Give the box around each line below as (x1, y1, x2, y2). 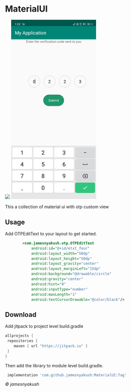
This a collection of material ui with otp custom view (5, 204, 109, 210)
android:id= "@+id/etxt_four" (31, 246, 90, 251)
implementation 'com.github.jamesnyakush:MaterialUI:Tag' (7, 373, 127, 377)
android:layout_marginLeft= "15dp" (31, 266, 101, 271)
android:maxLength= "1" (31, 292, 77, 297)
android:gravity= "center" (31, 277, 83, 282)
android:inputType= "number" (31, 287, 88, 292)
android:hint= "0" (31, 281, 66, 287)
